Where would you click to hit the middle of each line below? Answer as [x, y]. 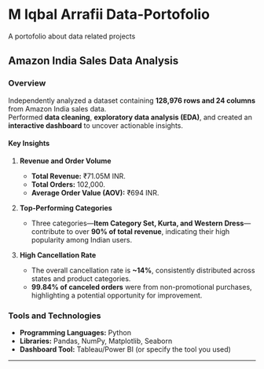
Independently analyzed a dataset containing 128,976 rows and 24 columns [132, 100]
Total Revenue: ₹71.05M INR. [78, 176]
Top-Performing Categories [66, 208]
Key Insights [29, 144]
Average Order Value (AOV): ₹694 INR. [95, 192]
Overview [27, 83]
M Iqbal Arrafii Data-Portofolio [109, 15]
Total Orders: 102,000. [68, 184]
